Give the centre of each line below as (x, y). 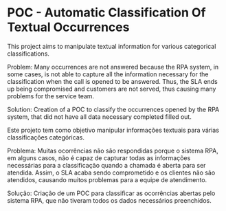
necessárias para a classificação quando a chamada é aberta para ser (106, 165)
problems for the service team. (51, 96)
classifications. (29, 54)
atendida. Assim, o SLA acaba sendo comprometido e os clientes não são (111, 173)
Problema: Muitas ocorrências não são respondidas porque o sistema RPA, (113, 151)
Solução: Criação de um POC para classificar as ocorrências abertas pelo (111, 193)
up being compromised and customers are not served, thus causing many (112, 89)
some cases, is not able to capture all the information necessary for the (108, 74)
